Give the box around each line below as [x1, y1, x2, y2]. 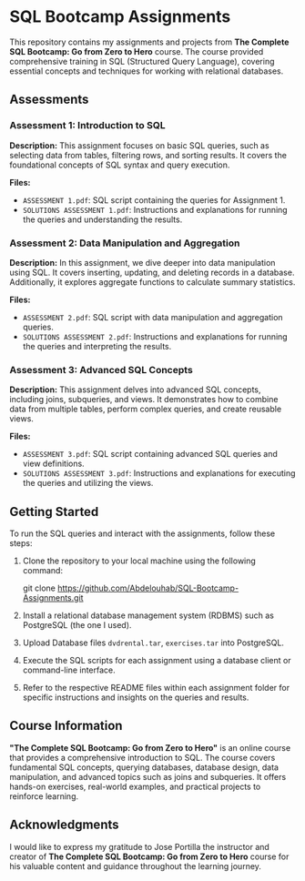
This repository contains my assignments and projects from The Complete [9, 36, 290, 47]
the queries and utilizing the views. [22, 478, 154, 489]
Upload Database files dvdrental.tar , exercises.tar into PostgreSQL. [22, 637, 285, 648]
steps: [9, 538, 33, 549]
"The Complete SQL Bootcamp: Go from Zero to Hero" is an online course [9, 742, 291, 753]
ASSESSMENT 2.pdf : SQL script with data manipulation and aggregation [22, 311, 284, 322]
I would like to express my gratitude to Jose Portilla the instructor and [9, 841, 270, 852]
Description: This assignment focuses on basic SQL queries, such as [9, 139, 270, 151]
